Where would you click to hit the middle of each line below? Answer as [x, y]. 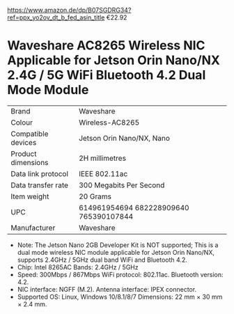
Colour [22, 123]
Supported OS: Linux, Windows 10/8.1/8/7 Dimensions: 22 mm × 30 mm [120, 297]
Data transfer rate [39, 185]
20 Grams [95, 196]
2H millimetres [103, 158]
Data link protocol [39, 173]
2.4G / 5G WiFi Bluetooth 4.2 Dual [107, 75]
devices [24, 142]
